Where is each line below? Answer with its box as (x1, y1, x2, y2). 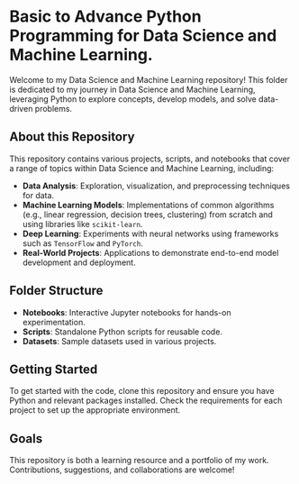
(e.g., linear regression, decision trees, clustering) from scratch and (22, 209, 273, 220)
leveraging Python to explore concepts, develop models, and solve (9, 93, 257, 105)
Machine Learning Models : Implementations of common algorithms (22, 199, 275, 210)
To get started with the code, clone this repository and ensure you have (9, 386, 275, 397)
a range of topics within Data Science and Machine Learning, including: (9, 162, 275, 173)
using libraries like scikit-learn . (22, 218, 143, 229)
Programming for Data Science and (9, 25, 277, 46)
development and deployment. (22, 257, 137, 268)
